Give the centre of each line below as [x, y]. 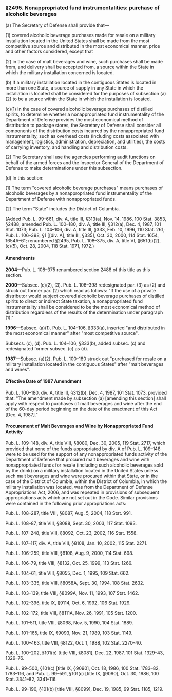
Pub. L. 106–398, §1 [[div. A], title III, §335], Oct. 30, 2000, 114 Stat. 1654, [82, 235]
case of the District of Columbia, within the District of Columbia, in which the [86, 481]
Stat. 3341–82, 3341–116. [31, 679]
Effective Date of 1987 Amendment [43, 381]
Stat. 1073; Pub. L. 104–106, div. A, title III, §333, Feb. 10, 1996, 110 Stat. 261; [85, 230]
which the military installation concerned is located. [60, 73]
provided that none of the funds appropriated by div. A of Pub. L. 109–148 [83, 449]
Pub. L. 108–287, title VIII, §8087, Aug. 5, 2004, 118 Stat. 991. [69, 513]
